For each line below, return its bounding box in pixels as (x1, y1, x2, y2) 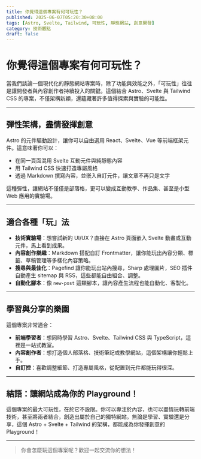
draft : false (6, 31, 39, 37)
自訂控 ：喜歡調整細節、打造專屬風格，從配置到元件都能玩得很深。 (14, 364, 178, 371)
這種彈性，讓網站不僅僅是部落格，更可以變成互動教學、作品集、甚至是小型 (6, 184, 190, 192)
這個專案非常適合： (6, 321, 54, 328)
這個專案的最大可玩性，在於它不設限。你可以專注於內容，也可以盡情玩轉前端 (6, 406, 195, 413)
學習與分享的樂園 (6, 304, 69, 314)
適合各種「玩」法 (6, 217, 69, 227)
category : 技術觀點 (6, 25, 51, 32)
